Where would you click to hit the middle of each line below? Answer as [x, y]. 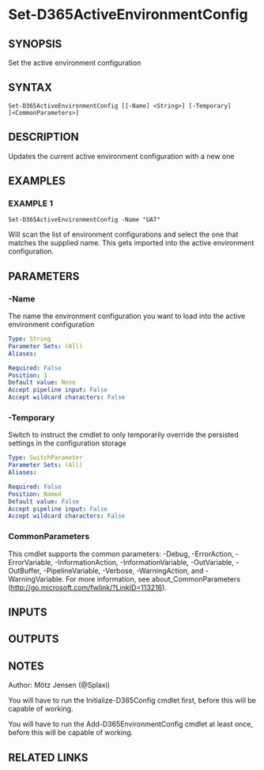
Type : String [30, 339]
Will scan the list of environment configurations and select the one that [123, 234]
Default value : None [42, 383]
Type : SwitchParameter [45, 458]
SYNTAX [30, 87]
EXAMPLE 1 [31, 203]
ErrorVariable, [31, 562]
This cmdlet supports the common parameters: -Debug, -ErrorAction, [121, 554]
